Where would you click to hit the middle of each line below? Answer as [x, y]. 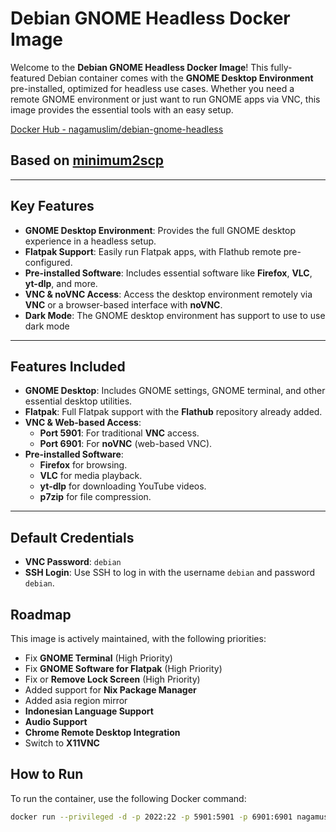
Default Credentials [72, 537]
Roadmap [41, 614]
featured [28, 78]
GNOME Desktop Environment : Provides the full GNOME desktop [160, 230]
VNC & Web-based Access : [83, 423]
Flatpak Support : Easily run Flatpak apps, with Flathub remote [153, 251]
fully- [281, 67]
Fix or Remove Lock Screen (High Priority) [112, 679]
